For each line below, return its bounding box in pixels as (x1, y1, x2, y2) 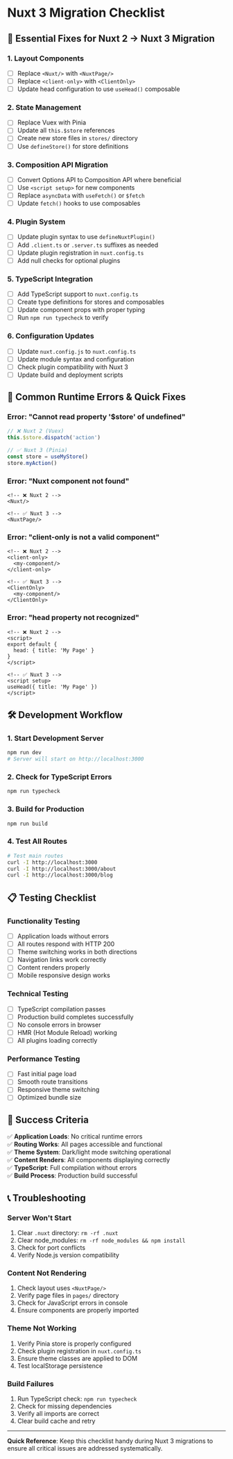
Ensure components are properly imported (17, 1306, 139, 1314)
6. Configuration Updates (7, 332, 95, 341)
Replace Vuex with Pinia (17, 118, 87, 127)
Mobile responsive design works (17, 971, 111, 979)
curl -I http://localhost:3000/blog (7, 872, 113, 879)
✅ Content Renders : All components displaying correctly (7, 1156, 171, 1164)
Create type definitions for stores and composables (17, 297, 165, 307)
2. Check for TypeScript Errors (7, 772, 112, 782)
